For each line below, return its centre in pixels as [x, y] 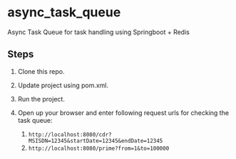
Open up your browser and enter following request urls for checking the [123, 113]
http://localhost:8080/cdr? [70, 135]
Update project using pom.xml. [63, 85]
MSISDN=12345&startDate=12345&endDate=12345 [96, 141]
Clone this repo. [41, 71]
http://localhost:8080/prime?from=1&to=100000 [99, 148]
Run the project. [41, 99]
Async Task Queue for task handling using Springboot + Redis [99, 32]
